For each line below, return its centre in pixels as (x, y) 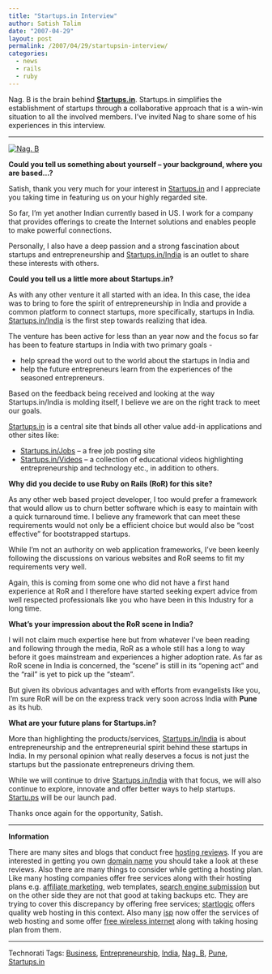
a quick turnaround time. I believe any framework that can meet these (124, 517)
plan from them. (35, 929)
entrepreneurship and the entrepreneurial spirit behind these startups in (128, 747)
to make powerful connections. (60, 230)
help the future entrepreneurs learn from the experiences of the (126, 369)
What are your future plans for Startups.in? (83, 723)
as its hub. (25, 707)
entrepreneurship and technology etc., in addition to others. (119, 468)
